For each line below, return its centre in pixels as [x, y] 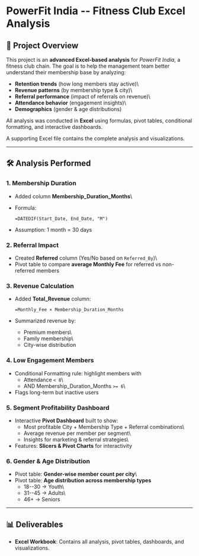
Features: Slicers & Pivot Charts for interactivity [73, 446]
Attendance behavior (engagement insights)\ [70, 103]
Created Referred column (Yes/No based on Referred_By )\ [86, 258]
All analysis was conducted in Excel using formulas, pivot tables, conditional [99, 121]
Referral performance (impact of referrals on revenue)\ [83, 97]
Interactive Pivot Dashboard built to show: [66, 421]
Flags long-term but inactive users [57, 392]
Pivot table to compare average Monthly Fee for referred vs [88, 264]
